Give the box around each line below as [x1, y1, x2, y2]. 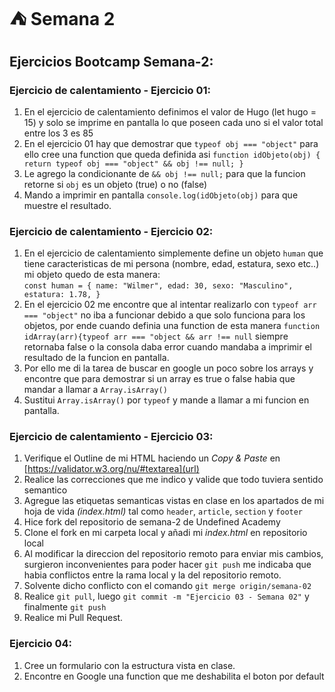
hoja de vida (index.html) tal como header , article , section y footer [23, 505, 304, 518]
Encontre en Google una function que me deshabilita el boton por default [23, 670, 325, 682]
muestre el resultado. [23, 199, 112, 211]
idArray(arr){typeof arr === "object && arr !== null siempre [23, 330, 289, 343]
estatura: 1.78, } [23, 290, 101, 300]
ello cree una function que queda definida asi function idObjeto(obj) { [23, 148, 321, 160]
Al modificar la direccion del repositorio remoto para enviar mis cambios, [23, 548, 324, 560]
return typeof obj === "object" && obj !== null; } [23, 159, 244, 169]
